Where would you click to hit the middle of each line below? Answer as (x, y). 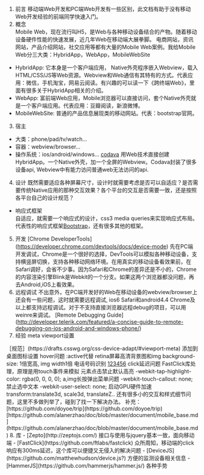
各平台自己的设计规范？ (44, 198)
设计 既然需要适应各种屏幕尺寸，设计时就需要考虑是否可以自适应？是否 (104, 182)
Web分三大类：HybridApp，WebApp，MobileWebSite (83, 55)
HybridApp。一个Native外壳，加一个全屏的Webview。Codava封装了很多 (106, 162)
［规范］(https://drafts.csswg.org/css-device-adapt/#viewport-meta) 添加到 (102, 348)
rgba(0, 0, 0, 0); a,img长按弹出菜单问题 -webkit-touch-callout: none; (107, 379)
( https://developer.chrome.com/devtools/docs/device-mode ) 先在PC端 (104, 246)
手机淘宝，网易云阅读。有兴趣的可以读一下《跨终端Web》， (116, 83)
